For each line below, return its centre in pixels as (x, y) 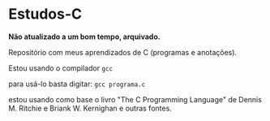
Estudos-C (45, 14)
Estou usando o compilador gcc (61, 68)
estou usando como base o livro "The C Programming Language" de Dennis (135, 99)
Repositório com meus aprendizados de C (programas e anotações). (123, 52)
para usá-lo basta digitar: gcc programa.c (77, 84)
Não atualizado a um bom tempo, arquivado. (84, 37)
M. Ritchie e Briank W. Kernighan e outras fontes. (90, 108)
